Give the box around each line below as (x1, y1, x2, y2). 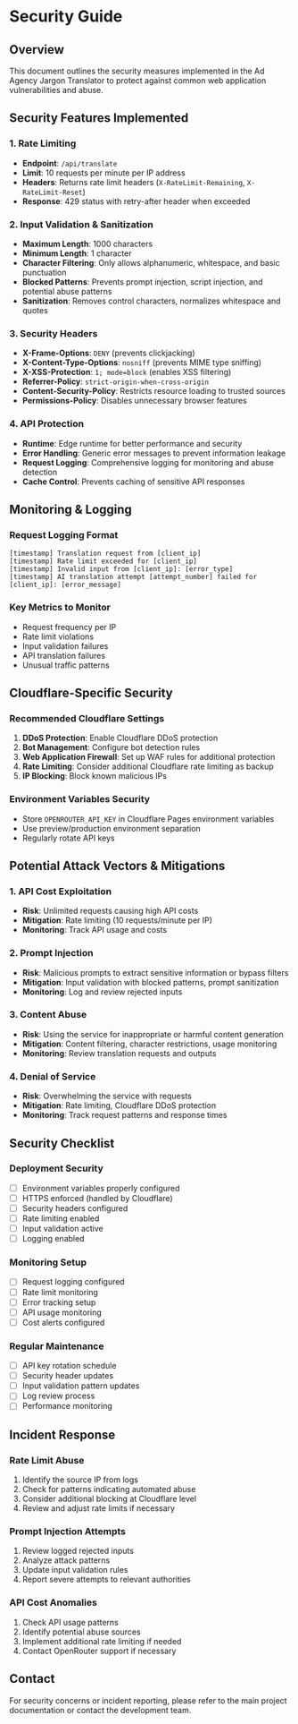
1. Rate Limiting (9, 137, 77, 149)
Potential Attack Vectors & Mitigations (9, 858, 226, 874)
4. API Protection (9, 418, 85, 431)
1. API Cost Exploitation (9, 884, 112, 897)
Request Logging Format (9, 528, 119, 541)
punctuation (21, 267, 67, 277)
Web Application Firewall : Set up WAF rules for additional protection (21, 752, 276, 763)
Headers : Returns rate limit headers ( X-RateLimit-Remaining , (21, 176, 245, 187)
